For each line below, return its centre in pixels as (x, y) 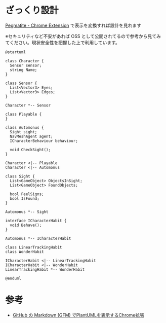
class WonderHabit (25, 252)
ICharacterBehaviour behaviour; (44, 141)
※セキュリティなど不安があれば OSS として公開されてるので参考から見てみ (83, 36)
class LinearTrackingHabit (34, 247)
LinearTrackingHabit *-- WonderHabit (45, 269)
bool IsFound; (25, 198)
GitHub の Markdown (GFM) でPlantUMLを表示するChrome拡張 (78, 315)
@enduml (13, 278)
